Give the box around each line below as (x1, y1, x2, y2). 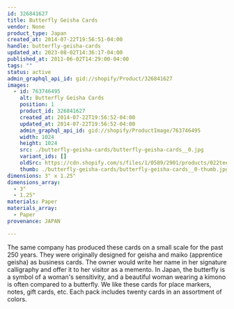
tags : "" (7, 62, 33, 69)
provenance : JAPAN (7, 218, 61, 225)
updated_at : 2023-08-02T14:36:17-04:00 (7, 50, 123, 56)
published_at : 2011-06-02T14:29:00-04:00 (7, 56, 130, 63)
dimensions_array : (7, 179, 61, 186)
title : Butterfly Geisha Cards (7, 17, 98, 24)
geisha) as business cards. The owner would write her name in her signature (7, 257, 227, 266)
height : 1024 (19, 140, 58, 147)
